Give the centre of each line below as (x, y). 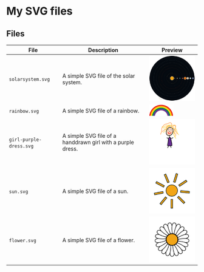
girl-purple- (25, 140)
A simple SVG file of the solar (99, 76)
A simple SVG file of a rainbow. (101, 110)
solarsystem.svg (29, 80)
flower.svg (22, 240)
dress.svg (21, 146)
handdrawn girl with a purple (98, 142)
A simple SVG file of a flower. (99, 240)
